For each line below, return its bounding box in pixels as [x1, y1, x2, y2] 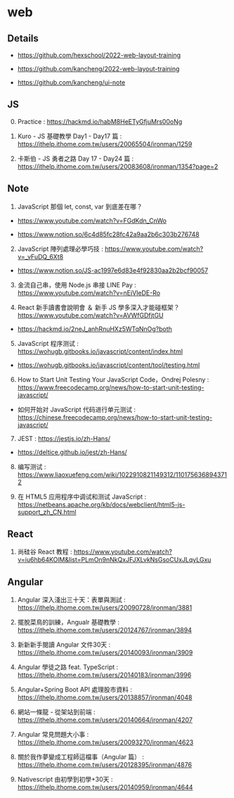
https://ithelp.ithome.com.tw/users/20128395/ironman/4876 [17, 761, 192, 769]
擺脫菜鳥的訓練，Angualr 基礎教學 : [17, 618, 120, 627]
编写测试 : [17, 462, 46, 470]
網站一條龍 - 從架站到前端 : [17, 708, 96, 716]
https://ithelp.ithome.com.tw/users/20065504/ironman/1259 [17, 139, 193, 148]
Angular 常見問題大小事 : [17, 730, 89, 739]
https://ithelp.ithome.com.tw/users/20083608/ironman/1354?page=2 [17, 162, 219, 170]
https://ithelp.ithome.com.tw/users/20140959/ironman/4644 [17, 783, 193, 792]
